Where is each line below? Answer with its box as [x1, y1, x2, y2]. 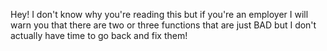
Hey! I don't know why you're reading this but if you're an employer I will [10, 9, 309, 20]
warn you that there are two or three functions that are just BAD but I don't [10, 19, 317, 31]
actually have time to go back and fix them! [10, 30, 188, 41]
